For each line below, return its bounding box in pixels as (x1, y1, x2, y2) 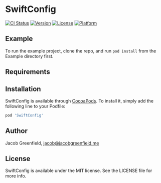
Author (5, 126, 28, 135)
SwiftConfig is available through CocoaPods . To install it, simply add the (5, 97, 154, 103)
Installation (5, 84, 41, 93)
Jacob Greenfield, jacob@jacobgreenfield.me (5, 140, 99, 146)
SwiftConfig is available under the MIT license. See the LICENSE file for (5, 167, 152, 173)
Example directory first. (5, 53, 54, 59)
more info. (5, 173, 27, 179)
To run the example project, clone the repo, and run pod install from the (5, 47, 156, 53)
